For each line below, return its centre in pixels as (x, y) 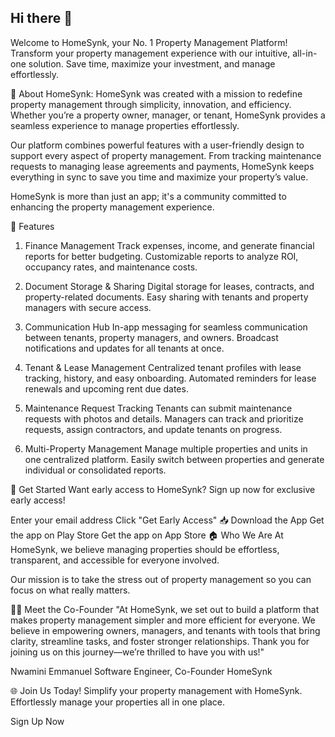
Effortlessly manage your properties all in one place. (117, 702)
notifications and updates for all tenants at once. (124, 348)
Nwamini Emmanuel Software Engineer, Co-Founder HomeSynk (141, 671)
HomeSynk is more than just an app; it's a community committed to (148, 196)
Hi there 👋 (41, 18)
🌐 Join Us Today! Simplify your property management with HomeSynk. (156, 690)
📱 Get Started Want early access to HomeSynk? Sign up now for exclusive (163, 489)
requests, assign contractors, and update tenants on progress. (153, 429)
